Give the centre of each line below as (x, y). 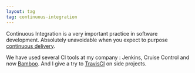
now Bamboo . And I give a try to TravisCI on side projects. (76, 63)
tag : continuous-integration (42, 17)
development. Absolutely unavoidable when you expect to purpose (87, 40)
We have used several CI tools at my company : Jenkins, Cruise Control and (98, 57)
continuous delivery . (31, 46)
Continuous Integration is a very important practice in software (82, 33)
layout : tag (21, 11)
